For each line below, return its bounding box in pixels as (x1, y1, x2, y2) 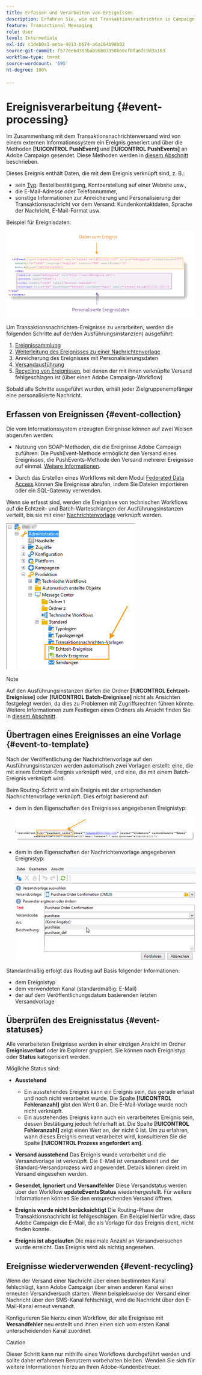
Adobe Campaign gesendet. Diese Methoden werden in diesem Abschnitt (6, 152, 188, 159)
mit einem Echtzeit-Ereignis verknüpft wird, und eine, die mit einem (6, 768, 173, 775)
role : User (6, 29, 34, 35)
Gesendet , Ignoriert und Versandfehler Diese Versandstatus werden (14, 1182, 188, 1189)
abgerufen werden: (6, 431, 54, 439)
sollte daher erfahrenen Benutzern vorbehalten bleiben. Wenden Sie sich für (6, 1357, 195, 1364)
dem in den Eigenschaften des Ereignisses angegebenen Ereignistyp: (14, 804, 187, 812)
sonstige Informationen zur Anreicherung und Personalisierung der (14, 194, 181, 202)
